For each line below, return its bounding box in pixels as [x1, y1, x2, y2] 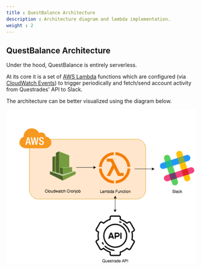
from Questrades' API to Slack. [6, 86, 83, 93]
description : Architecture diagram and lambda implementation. [6, 16, 171, 22]
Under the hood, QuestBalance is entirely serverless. [6, 61, 137, 69]
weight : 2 [6, 22, 34, 28]
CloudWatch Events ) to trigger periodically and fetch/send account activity [6, 79, 191, 87]
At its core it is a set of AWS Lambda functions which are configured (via [6, 73, 187, 81]
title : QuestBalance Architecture [6, 10, 96, 16]
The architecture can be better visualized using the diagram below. [6, 97, 172, 105]
